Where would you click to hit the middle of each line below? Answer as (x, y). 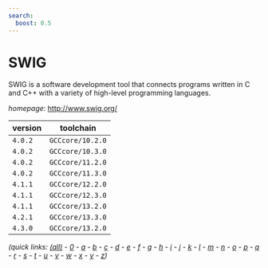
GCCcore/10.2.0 (78, 141)
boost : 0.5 (33, 23)
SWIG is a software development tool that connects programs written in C (129, 85)
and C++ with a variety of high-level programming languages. (110, 93)
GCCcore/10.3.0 (78, 152)
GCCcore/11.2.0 (78, 163)
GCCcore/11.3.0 (78, 173)
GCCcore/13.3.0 (78, 217)
